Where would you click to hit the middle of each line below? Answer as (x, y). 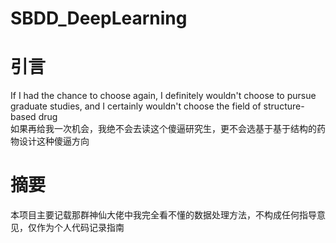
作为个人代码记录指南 (80, 228)
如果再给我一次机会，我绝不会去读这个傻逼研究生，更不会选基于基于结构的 (163, 129)
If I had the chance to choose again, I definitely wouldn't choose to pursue (163, 96)
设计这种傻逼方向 (54, 141)
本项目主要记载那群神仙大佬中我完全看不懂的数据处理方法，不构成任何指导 (163, 215)
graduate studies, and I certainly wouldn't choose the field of (136, 106)
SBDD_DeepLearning (99, 18)
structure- (284, 106)
